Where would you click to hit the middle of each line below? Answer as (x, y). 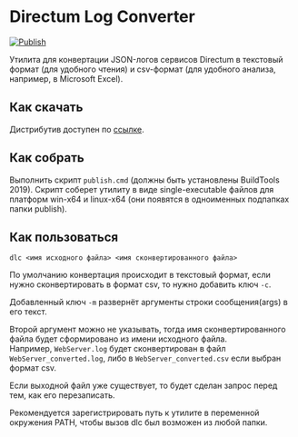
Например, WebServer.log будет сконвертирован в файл (118, 349)
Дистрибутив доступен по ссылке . (77, 129)
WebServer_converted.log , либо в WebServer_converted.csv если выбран (145, 358)
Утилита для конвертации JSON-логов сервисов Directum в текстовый (146, 59)
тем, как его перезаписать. (62, 395)
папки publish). (39, 209)
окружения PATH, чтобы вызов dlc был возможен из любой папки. (139, 422)
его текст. (28, 312)
